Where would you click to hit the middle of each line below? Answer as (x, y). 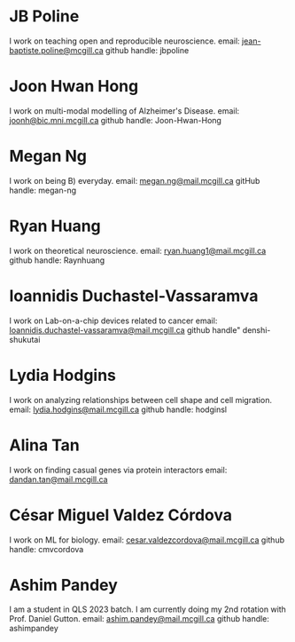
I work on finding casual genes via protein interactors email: (118, 470)
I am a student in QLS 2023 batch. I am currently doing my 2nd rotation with (147, 609)
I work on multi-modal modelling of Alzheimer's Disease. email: (124, 111)
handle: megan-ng (43, 190)
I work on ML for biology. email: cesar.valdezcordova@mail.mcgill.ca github (147, 540)
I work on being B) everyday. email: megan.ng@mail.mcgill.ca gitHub (135, 180)
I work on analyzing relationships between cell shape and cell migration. (141, 400)
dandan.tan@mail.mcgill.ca (58, 479)
